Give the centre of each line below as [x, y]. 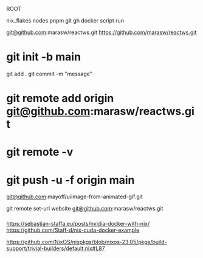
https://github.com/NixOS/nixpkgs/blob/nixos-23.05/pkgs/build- [87, 242]
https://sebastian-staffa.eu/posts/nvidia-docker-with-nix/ [78, 224]
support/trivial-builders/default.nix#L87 [56, 248]
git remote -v [40, 152]
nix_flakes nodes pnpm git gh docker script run [65, 20]
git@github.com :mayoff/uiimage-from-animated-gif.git [74, 197]
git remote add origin [60, 98]
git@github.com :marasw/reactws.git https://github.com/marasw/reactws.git [101, 32]
